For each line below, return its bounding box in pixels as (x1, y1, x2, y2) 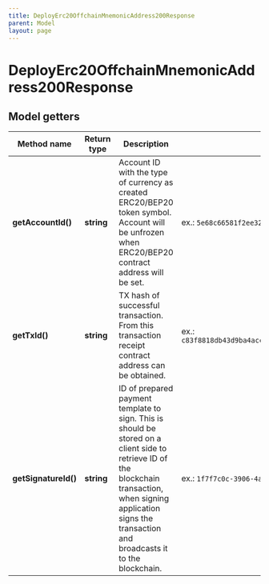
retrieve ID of (118, 453, 168, 464)
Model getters (8, 110, 80, 123)
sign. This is (118, 413, 164, 424)
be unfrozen (118, 227, 165, 238)
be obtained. (118, 370, 167, 381)
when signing (118, 493, 170, 504)
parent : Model (8, 19, 56, 27)
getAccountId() (12, 217, 72, 228)
